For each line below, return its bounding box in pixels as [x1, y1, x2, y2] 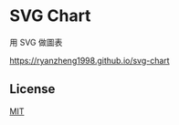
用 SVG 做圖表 [9, 36, 63, 47]
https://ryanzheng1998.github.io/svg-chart [9, 55, 171, 66]
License [9, 81, 56, 97]
